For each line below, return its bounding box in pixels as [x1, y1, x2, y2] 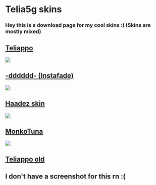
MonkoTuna [5, 127, 43, 135]
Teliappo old [5, 155, 45, 163]
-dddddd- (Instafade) [5, 71, 74, 80]
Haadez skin [5, 99, 45, 108]
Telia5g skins [5, 4, 62, 15]
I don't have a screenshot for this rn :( [5, 172, 126, 181]
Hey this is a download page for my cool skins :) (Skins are [5, 22, 151, 29]
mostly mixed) [5, 28, 41, 35]
